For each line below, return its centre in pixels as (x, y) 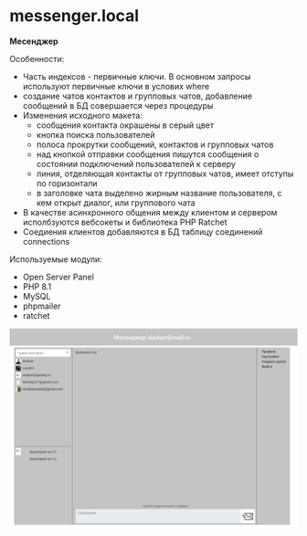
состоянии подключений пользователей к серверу (136, 163)
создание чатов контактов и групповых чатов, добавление (138, 96)
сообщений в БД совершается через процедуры (118, 105)
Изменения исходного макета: (83, 115)
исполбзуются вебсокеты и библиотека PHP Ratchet (125, 222)
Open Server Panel (58, 277)
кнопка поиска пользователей (95, 134)
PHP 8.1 (37, 286)
